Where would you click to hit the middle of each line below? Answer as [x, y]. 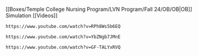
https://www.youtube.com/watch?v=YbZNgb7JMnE [63, 37]
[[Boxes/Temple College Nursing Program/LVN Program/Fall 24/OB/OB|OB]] [99, 9]
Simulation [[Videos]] [32, 15]
